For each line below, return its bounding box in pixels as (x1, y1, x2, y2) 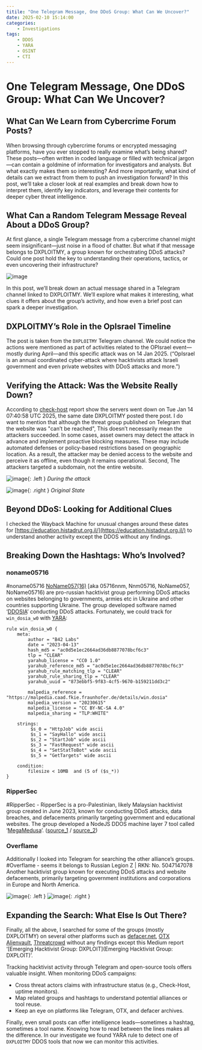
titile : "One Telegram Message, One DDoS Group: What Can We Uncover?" (6, 8, 189, 15)
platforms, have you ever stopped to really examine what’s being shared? (6, 148, 188, 155)
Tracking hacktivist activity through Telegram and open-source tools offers (6, 963, 192, 970)
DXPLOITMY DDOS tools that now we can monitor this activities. (6, 1037, 159, 1045)
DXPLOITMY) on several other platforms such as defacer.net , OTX (6, 932, 170, 940)
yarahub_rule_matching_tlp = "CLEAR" (28, 668, 122, 674)
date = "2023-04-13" (28, 642, 79, 648)
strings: (17, 720, 39, 727)
